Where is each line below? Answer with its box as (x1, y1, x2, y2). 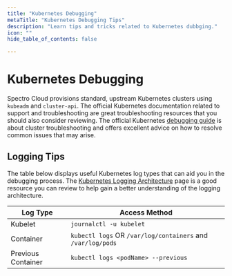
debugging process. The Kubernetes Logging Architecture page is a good (7, 177, 217, 185)
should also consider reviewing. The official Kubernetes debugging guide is (7, 117, 222, 125)
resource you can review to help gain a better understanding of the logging (7, 184, 221, 192)
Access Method (119, 208, 173, 217)
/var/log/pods (70, 239, 117, 247)
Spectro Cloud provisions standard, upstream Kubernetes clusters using (7, 95, 213, 103)
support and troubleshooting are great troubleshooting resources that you (7, 109, 217, 117)
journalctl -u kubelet (70, 220, 145, 228)
